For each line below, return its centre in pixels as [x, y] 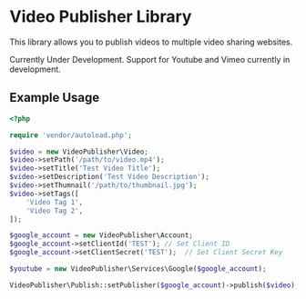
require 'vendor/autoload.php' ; [71, 135]
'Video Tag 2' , [55, 211]
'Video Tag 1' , [55, 202]
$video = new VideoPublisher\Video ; [79, 152]
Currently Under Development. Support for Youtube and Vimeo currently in [150, 59]
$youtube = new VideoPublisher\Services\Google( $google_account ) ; [138, 269]
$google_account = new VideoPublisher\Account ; [102, 235]
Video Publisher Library [101, 17]
